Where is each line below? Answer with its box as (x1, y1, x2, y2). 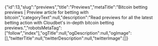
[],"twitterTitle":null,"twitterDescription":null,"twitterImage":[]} (4, 35, 129, 41)
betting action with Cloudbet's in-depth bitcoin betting (4, 20, 114, 25)
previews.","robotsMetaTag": (4, 25, 62, 31)
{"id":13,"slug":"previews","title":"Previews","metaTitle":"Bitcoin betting (4, 4, 148, 10)
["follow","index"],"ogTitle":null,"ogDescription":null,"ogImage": (4, 30, 132, 36)
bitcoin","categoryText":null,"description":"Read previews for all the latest (4, 15, 153, 20)
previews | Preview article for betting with (4, 9, 89, 15)
